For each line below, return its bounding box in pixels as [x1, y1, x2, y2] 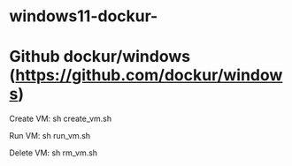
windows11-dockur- [9, 6, 158, 26]
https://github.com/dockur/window [15, 65, 283, 86]
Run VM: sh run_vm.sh [9, 131, 91, 141]
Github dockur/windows [9, 47, 191, 67]
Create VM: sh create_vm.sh [9, 113, 112, 124]
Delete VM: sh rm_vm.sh [9, 147, 98, 158]
